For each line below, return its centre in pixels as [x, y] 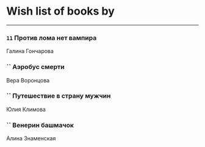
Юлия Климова [26, 109]
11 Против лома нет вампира [52, 38]
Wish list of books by [60, 11]
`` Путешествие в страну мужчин [59, 96]
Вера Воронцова [28, 80]
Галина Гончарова [30, 51]
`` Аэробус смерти [36, 67]
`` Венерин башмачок [40, 125]
